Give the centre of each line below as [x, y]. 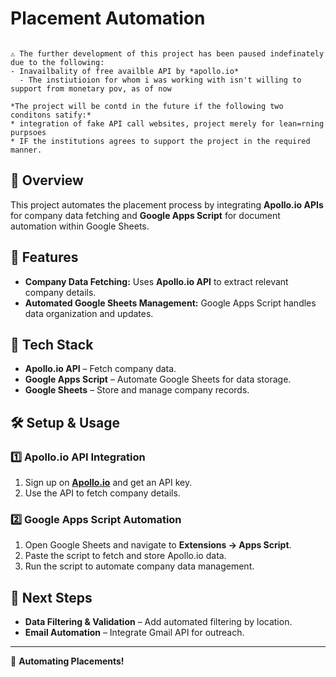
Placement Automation [108, 18]
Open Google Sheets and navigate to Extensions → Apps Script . [158, 545]
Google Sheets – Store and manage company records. [137, 390]
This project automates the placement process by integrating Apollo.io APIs [167, 204]
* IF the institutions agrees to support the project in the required [160, 141]
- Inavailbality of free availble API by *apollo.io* [125, 71]
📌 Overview [47, 180]
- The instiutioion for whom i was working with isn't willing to [160, 80]
